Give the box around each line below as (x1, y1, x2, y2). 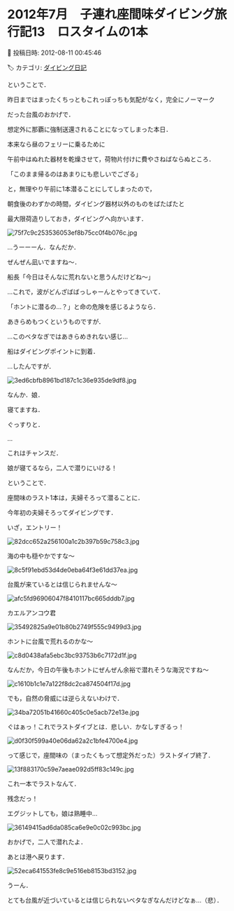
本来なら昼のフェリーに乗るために (7, 139, 105, 148)
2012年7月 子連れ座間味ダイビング (7, 6, 215, 22)
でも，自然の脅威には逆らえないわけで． (7, 694, 124, 702)
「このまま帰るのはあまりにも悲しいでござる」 (7, 170, 142, 178)
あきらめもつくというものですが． (7, 317, 105, 326)
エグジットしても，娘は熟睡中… (7, 809, 98, 817)
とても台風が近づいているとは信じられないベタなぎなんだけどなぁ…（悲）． (7, 896, 224, 904)
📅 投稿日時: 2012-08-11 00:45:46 (7, 48, 102, 57)
